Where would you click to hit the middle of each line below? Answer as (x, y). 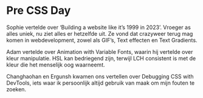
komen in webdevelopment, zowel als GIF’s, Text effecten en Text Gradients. (102, 40)
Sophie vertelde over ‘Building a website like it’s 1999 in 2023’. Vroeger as (99, 27)
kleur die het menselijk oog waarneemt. (56, 65)
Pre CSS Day (39, 11)
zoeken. (16, 89)
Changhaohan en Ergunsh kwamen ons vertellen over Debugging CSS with (100, 76)
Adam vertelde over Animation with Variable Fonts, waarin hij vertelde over (100, 51)
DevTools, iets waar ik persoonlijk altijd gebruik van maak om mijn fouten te (101, 83)
